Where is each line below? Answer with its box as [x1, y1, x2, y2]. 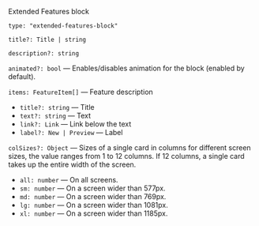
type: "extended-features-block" [8, 22, 118, 30]
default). [8, 72, 36, 81]
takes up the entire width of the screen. [8, 160, 137, 169]
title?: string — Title [19, 103, 95, 111]
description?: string [8, 50, 80, 58]
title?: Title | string [8, 36, 87, 43]
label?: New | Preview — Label [19, 128, 123, 137]
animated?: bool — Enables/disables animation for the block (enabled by [8, 63, 245, 73]
